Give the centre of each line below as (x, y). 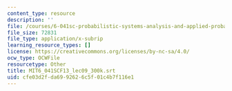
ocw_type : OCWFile (33, 58)
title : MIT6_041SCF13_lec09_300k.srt (61, 70)
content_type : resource (41, 13)
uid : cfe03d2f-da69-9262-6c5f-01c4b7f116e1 (71, 77)
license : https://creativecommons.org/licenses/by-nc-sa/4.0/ (98, 52)
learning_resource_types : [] (49, 45)
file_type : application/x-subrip (55, 39)
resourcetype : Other (37, 64)
